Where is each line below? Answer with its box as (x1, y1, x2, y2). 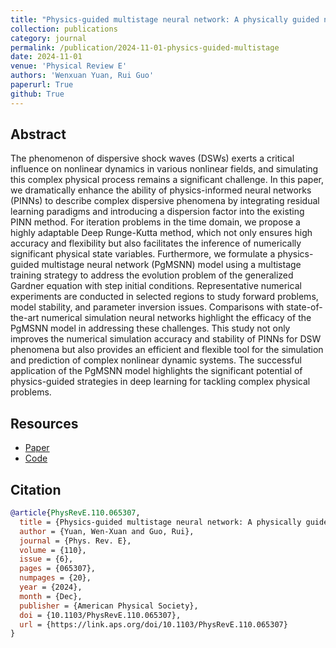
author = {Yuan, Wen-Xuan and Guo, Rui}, (19, 526, 195, 536)
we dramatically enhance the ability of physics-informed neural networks (10, 184, 312, 196)
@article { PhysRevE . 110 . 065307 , (10, 508, 141, 518)
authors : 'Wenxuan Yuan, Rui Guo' (10, 71, 155, 81)
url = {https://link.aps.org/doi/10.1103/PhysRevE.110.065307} (19, 619, 288, 630)
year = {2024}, (19, 582, 83, 593)
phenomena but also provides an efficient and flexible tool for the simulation (10, 344, 324, 356)
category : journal (10, 33, 87, 43)
